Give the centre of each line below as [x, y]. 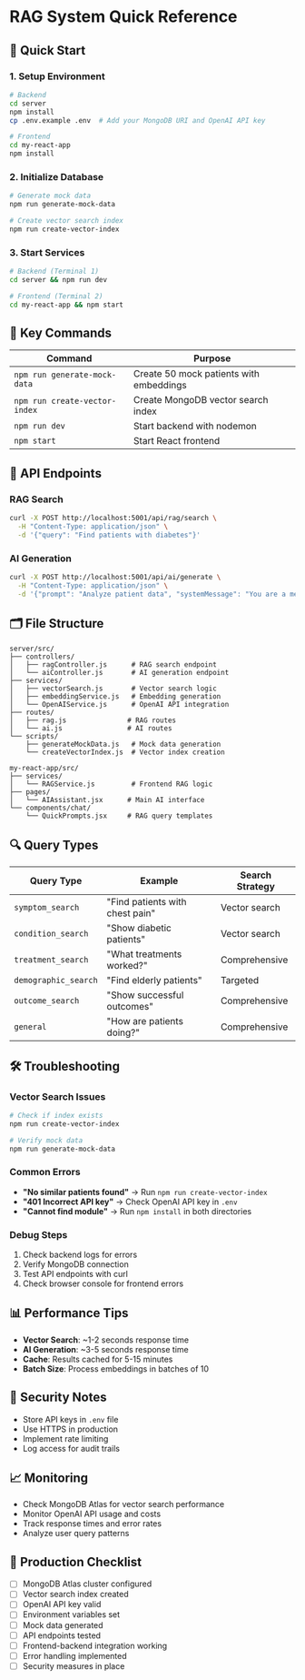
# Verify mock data [46, 1140]
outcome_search [47, 1001]
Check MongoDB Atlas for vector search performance [123, 1504]
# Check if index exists [56, 1115]
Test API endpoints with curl [75, 1274]
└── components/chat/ [50, 808]
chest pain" [131, 913]
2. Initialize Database [57, 176]
